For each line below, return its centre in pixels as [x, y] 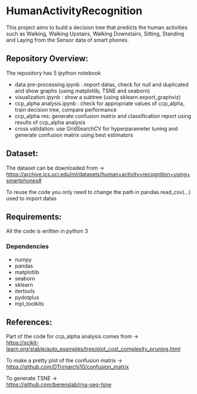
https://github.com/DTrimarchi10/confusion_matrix [67, 367]
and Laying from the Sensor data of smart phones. [67, 40]
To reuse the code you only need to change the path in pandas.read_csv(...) [98, 192]
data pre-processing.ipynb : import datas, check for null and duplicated [102, 84]
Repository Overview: [47, 58]
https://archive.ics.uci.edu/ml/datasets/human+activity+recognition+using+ [98, 174]
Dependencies [28, 246]
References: [29, 322]
